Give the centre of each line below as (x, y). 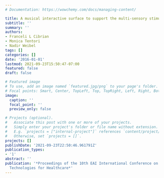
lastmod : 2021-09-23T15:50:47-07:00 (42, 64)
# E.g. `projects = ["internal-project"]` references (63, 132)
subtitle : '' (18, 23)
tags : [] (14, 50)
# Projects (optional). (29, 118)
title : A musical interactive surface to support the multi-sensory (76, 18)
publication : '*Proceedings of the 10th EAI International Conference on (82, 163)
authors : (14, 32)
